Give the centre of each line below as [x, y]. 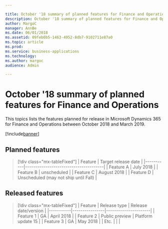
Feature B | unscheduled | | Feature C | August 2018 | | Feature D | [85, 172]
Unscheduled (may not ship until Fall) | [57, 177]
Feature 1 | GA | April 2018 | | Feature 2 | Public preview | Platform [85, 216]
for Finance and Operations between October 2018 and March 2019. [75, 124]
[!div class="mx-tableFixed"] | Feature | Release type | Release [82, 205]
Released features [34, 193]
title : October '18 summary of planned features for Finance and [74, 14]
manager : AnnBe [21, 28]
